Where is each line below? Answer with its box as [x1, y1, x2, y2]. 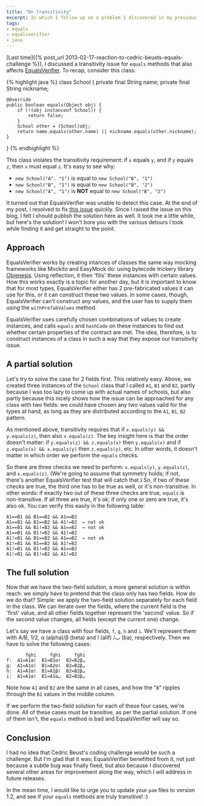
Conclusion [6, 733, 51, 743]
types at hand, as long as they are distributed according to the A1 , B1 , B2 [6, 408, 186, 415]
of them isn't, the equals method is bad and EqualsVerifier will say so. [6, 715, 180, 723]
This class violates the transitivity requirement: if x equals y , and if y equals [6, 156, 194, 163]
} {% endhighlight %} [6, 145, 59, 152]
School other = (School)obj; [17, 123, 91, 129]
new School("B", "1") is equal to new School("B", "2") [15, 181, 153, 188]
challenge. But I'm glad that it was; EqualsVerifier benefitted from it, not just [6, 756, 195, 763]
